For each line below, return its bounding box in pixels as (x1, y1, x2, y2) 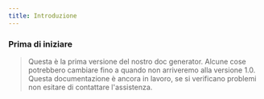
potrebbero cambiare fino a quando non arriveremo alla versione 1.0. (27, 65, 256, 75)
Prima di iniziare (8, 38, 73, 49)
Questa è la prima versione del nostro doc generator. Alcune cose (27, 56, 247, 66)
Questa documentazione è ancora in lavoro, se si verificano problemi (27, 73, 257, 83)
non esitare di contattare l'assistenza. (27, 82, 153, 92)
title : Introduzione (8, 11, 78, 20)
